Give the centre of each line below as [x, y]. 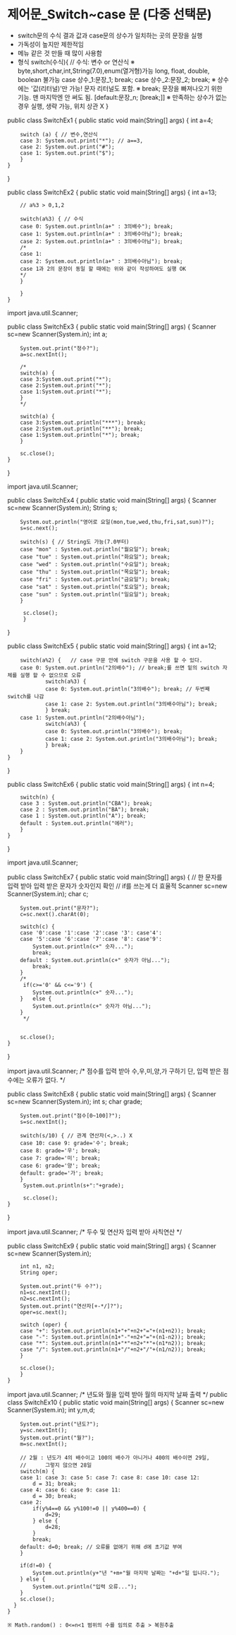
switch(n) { [37, 797]
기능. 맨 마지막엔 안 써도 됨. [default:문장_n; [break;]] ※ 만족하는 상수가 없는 [122, 97]
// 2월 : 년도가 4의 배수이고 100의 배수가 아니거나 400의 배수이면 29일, [115, 1458]
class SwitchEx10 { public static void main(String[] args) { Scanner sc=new [116, 1402]
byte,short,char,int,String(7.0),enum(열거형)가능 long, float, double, [113, 71]
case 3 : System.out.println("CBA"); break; [86, 803]
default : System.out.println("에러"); [77, 823]
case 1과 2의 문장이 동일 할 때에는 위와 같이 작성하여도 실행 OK [103, 269]
